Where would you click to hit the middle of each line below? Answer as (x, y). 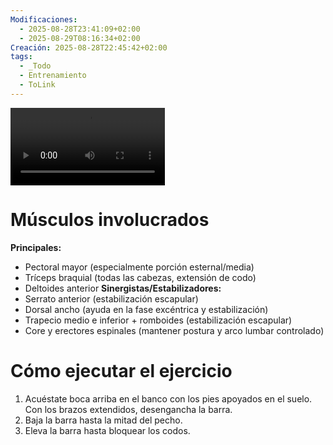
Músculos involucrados (110, 220)
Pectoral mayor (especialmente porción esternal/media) (139, 267)
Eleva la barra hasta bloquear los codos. (107, 431)
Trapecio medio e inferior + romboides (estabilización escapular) (158, 320)
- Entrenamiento (53, 76)
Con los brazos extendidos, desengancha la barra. (128, 410)
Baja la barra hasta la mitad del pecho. (103, 420)
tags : (21, 57)
